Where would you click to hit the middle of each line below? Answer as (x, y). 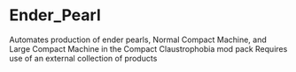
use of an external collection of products (83, 58)
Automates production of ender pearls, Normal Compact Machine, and (138, 40)
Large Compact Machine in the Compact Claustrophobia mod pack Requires (148, 48)
